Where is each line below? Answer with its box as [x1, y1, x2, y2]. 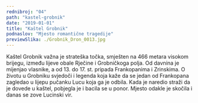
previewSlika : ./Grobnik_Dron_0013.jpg [6, 37, 106, 43]
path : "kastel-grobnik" [6, 14, 66, 20]
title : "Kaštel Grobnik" [6, 25, 68, 32]
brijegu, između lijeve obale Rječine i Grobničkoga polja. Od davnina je [6, 59, 179, 66]
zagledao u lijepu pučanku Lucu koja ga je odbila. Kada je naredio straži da [6, 78, 190, 86]
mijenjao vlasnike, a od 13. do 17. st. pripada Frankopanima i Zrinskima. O [6, 66, 185, 72]
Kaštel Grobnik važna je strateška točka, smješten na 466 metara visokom [6, 53, 189, 60]
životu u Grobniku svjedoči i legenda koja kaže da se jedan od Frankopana [6, 72, 190, 79]
